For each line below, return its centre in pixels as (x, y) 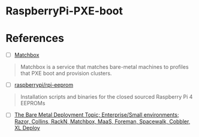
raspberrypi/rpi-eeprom (43, 85)
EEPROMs (33, 103)
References (35, 39)
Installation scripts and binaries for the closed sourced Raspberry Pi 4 (106, 97)
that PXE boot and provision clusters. (66, 74)
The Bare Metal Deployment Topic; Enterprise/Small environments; (97, 115)
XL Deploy (27, 128)
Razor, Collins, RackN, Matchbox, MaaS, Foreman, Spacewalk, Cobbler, (102, 121)
